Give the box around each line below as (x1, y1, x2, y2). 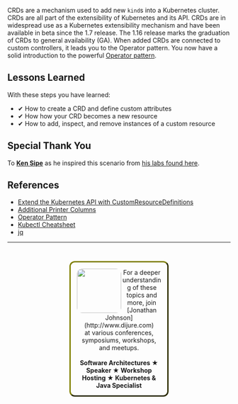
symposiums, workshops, (81, 336, 157, 344)
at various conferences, (84, 329, 154, 337)
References (7, 179, 59, 191)
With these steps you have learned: (7, 90, 111, 99)
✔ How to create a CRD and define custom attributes (17, 104, 172, 113)
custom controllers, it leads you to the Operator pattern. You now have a (7, 44, 218, 52)
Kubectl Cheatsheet (17, 220, 76, 229)
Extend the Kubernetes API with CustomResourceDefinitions (17, 198, 193, 206)
